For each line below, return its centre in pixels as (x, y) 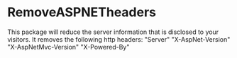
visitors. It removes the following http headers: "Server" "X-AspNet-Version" (119, 39)
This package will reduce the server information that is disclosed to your (113, 32)
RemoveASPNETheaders (82, 12)
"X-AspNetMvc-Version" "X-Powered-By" (68, 47)
